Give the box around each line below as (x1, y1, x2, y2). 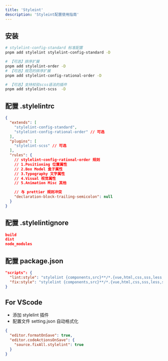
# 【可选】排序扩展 (5, 59, 40, 64)
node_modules (5, 241, 32, 247)
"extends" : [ (9, 120, 37, 125)
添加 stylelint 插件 (12, 312, 49, 318)
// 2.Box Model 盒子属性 (14, 166, 63, 172)
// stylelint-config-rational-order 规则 (14, 157, 100, 162)
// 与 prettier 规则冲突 (14, 190, 62, 195)
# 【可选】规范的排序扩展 (5, 68, 51, 73)
